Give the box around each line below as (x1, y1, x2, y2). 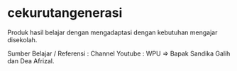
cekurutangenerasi (7, 5, 123, 21)
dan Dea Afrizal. (7, 56, 55, 65)
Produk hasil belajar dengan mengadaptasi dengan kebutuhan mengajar (7, 28, 218, 37)
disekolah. (7, 35, 38, 44)
